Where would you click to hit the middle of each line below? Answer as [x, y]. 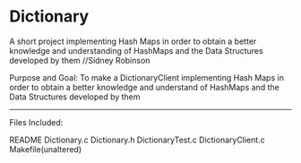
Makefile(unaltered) [46, 149]
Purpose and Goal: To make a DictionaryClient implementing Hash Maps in [147, 77]
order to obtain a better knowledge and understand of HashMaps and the [144, 87]
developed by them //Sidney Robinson [80, 60]
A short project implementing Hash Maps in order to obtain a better [133, 41]
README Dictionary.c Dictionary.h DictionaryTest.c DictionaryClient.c [138, 140]
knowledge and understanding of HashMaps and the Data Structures [136, 50]
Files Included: [36, 122]
